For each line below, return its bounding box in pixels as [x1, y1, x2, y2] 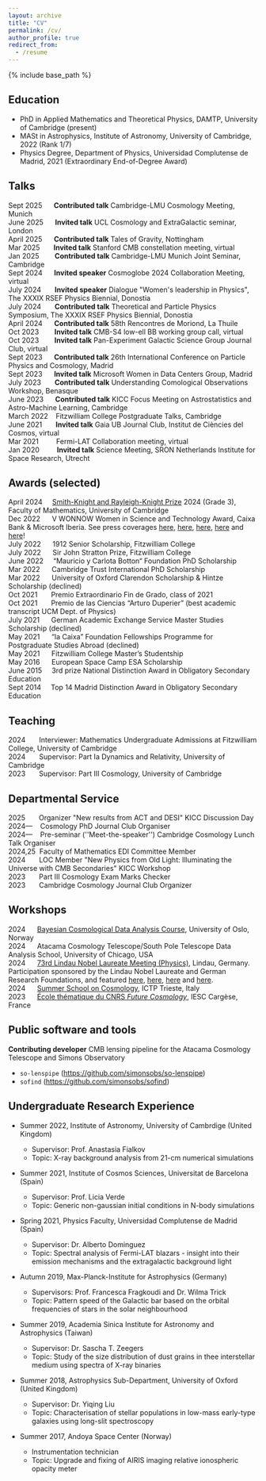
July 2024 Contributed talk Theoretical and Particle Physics [8, 301, 217, 311]
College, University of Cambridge [8, 743, 117, 754]
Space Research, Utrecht [8, 453, 90, 462]
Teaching [8, 714, 55, 727]
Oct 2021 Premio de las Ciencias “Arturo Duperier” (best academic [8, 598, 237, 608]
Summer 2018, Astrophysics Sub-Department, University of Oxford [19, 1375, 238, 1385]
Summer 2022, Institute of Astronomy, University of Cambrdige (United [19, 1120, 252, 1130]
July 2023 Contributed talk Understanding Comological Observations [8, 378, 249, 387]
